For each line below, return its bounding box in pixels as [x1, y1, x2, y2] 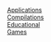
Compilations [7, 13, 44, 21]
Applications [7, 6, 42, 14]
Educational [7, 21, 41, 28]
